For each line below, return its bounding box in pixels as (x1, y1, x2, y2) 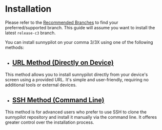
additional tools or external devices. (5, 82, 77, 88)
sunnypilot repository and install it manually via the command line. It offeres (5, 114, 157, 120)
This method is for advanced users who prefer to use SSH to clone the (5, 109, 147, 115)
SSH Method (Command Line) (12, 96, 104, 104)
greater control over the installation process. (5, 119, 94, 125)
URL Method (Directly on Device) (12, 58, 114, 67)
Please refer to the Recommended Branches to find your (5, 19, 119, 25)
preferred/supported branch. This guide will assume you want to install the (5, 24, 155, 30)
